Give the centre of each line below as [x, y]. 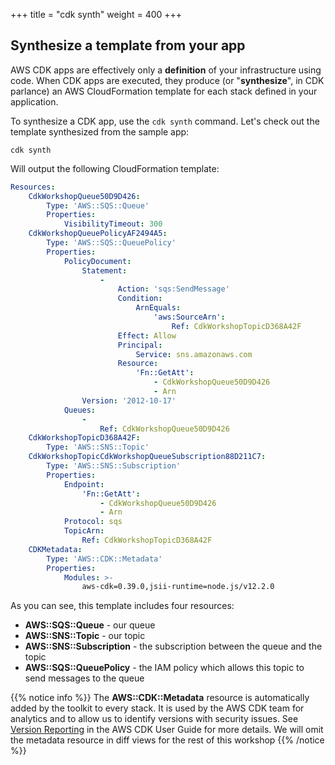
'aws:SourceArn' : [189, 317]
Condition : [140, 299]
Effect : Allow [147, 335]
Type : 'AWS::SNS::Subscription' [114, 466]
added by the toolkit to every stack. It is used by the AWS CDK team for [157, 708]
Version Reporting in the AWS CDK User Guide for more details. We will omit [167, 730]
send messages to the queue [84, 678]
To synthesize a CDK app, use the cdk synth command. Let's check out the [165, 121]
